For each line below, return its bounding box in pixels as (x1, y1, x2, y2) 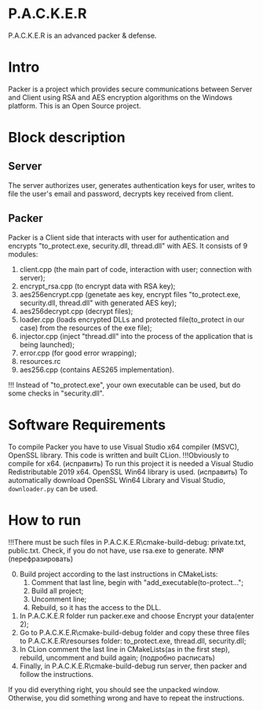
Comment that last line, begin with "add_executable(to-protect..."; (31, 577, 244, 587)
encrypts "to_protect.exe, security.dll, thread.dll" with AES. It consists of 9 (8, 241, 248, 250)
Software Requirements (8, 416, 166, 433)
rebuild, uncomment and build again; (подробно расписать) (19, 653, 216, 662)
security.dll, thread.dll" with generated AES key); (19, 298, 177, 307)
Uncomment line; (31, 594, 87, 604)
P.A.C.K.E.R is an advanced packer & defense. (8, 31, 157, 40)
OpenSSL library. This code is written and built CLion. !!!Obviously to (8, 450, 229, 460)
